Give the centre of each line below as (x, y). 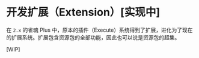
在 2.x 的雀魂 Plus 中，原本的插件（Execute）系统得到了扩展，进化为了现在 (100, 30)
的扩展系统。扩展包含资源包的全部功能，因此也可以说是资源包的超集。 (93, 37)
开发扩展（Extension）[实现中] (83, 12)
